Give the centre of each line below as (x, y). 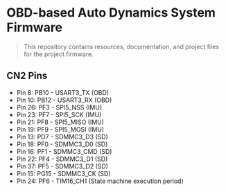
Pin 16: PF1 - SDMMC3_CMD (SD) (64, 151)
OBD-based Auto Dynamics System (111, 13)
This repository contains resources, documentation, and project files (121, 46)
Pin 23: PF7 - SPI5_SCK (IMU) (59, 114)
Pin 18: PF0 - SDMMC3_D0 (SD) (62, 144)
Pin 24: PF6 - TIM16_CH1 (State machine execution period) (100, 181)
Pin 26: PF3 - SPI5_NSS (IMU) (59, 107)
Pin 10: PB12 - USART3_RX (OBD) (64, 100)
